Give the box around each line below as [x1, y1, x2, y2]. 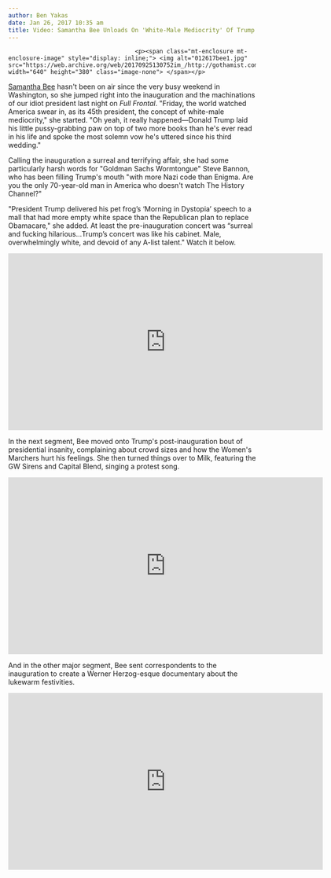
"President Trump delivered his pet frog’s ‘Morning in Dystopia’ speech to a [8, 204, 252, 214]
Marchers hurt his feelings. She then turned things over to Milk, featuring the [8, 454, 256, 463]
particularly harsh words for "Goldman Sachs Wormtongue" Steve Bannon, [8, 164, 250, 174]
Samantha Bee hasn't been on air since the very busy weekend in [8, 82, 220, 91]
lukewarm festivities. [8, 678, 75, 687]
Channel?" [8, 189, 42, 199]
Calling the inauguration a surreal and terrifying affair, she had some [8, 156, 230, 165]
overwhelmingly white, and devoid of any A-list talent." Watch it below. [8, 237, 237, 248]
